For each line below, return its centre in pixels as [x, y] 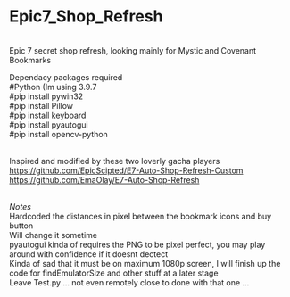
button [21, 226]
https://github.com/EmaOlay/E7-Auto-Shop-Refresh [104, 179]
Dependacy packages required [66, 77]
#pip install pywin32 [46, 96]
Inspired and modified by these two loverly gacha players [115, 161]
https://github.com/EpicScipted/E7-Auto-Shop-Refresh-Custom [126, 170]
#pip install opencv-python [59, 134]
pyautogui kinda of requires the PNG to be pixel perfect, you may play [137, 244]
